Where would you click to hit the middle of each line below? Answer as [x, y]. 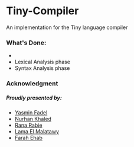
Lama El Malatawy [37, 132]
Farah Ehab [29, 138]
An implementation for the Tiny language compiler [67, 27]
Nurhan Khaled [33, 119]
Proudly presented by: [34, 98]
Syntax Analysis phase [42, 68]
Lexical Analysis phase [43, 62]
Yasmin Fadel [31, 113]
